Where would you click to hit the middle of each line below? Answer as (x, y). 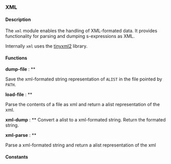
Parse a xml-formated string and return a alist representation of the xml (81, 145)
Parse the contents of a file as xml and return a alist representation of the (83, 105)
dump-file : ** (21, 69)
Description (18, 19)
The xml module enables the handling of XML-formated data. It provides (81, 31)
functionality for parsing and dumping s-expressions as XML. (70, 36)
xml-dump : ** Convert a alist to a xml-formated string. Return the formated (85, 120)
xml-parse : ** (21, 135)
